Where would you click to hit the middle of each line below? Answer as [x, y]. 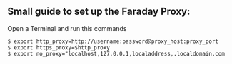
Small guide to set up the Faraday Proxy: [99, 12]
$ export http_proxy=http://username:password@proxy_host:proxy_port [113, 41]
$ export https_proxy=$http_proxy [59, 47]
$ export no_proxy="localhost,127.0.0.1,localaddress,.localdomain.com [116, 53]
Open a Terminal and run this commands [67, 28]
